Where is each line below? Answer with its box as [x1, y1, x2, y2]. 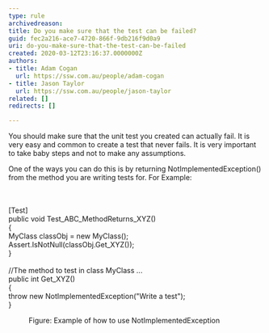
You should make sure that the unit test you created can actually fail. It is [8, 131, 250, 141]
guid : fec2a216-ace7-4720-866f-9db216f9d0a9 [8, 34, 161, 43]
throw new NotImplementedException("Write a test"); [8, 292, 186, 301]
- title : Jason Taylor [8, 79, 85, 87]
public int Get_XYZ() [8, 274, 75, 284]
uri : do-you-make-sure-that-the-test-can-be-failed [8, 42, 186, 50]
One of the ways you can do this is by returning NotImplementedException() [8, 164, 262, 174]
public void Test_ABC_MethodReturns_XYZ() [8, 214, 156, 224]
